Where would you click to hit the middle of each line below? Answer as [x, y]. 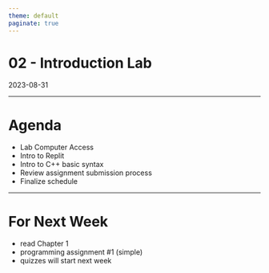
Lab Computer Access [57, 147]
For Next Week [58, 221]
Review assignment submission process [86, 173]
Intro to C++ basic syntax [62, 165]
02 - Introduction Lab [80, 63]
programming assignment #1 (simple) [81, 252]
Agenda [35, 125]
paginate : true [34, 23]
